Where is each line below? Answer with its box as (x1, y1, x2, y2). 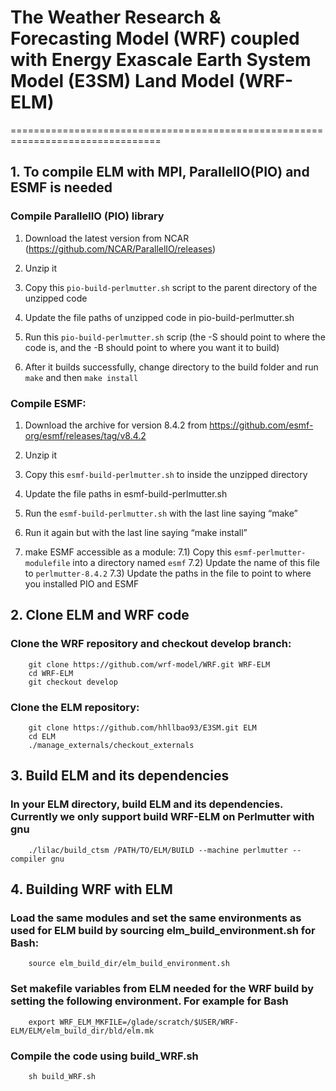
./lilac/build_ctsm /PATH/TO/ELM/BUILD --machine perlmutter (28, 845, 288, 855)
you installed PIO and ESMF (24, 577, 140, 590)
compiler (10, 854, 47, 864)
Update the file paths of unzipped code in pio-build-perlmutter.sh (24, 311, 295, 323)
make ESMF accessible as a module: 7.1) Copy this (24, 546, 233, 558)
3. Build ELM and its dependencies (10, 767, 230, 785)
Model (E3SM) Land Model (10, 70, 235, 93)
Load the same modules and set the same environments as (10, 911, 302, 925)
